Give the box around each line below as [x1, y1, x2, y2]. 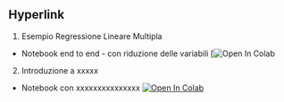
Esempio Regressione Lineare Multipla [21, 30, 163, 42]
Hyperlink [8, 7, 64, 22]
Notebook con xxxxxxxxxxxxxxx [21, 82, 140, 93]
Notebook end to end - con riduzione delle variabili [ [21, 48, 214, 59]
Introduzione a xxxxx [21, 65, 99, 75]
